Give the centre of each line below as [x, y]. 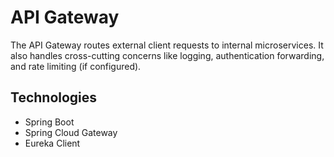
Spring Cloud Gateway [71, 132]
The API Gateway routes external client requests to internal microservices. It [167, 45]
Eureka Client [52, 143]
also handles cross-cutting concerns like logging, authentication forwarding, [167, 55]
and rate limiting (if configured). [76, 66]
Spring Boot [49, 122]
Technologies [54, 97]
